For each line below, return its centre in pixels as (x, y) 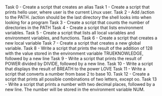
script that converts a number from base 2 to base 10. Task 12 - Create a (77, 74)
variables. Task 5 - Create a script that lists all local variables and (70, 33)
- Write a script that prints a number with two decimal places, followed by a (80, 84)
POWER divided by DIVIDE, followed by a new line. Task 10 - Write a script (79, 64)
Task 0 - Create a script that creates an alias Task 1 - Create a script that (77, 7)
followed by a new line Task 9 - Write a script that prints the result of (73, 58)
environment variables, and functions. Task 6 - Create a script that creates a (81, 38)
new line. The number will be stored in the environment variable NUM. (75, 89)
